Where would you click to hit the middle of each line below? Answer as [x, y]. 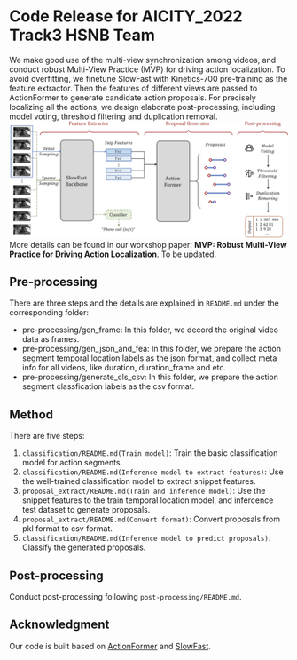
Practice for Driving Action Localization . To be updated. [113, 254]
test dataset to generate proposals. [86, 510]
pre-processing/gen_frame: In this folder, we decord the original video [150, 330]
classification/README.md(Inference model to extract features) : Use [152, 472]
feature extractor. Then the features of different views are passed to [133, 88]
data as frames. [51, 339]
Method [31, 414]
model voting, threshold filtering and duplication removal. [113, 116]
